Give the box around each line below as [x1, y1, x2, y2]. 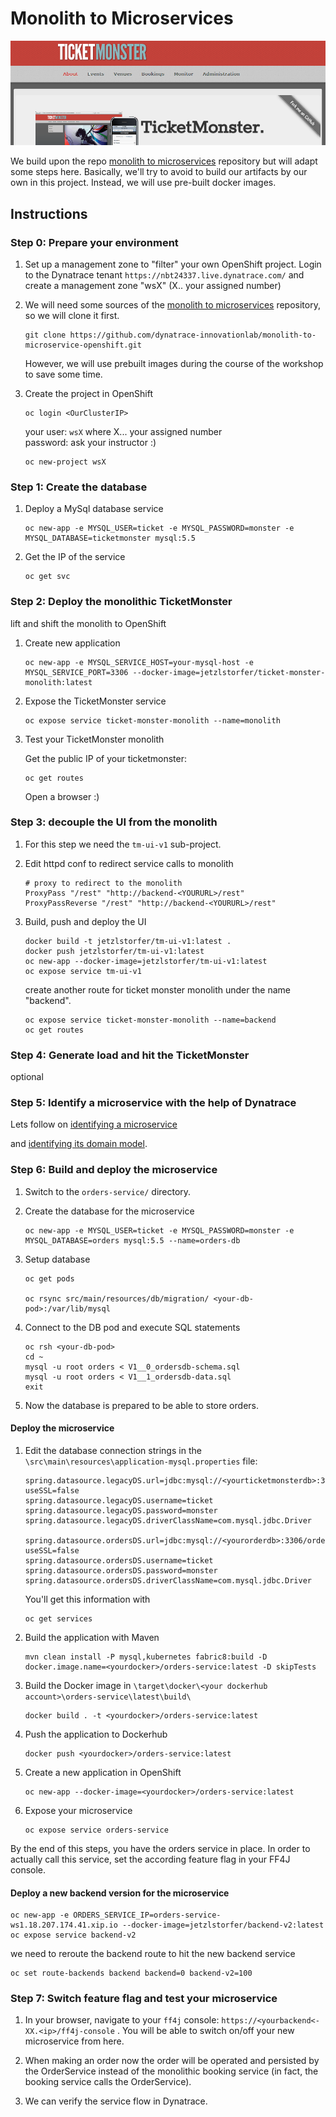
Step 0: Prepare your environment [10, 235, 179, 249]
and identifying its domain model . [10, 1138, 148, 1150]
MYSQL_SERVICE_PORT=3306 [24, 667, 129, 677]
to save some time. [24, 368, 103, 380]
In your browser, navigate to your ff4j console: [24, 2014, 220, 2026]
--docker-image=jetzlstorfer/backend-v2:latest [121, 1920, 325, 1931]
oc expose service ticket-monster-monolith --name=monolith [24, 715, 281, 726]
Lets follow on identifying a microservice [10, 1118, 178, 1131]
